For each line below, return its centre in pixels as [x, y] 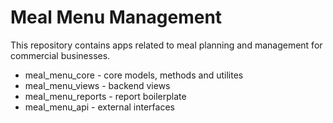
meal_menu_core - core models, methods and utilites [134, 75]
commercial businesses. [60, 55]
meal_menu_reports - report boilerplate [105, 96]
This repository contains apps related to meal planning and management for [166, 45]
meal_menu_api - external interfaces [99, 107]
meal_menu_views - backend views [97, 85]
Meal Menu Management [116, 17]
